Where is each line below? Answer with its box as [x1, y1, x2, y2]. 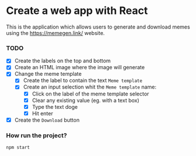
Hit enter [32, 109, 53, 117]
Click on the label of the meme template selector [32, 90, 149, 97]
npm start [6, 144, 30, 151]
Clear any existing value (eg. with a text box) [32, 97, 139, 104]
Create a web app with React [6, 4, 148, 17]
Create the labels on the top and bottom [14, 57, 111, 65]
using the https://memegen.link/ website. [6, 29, 105, 36]
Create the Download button [14, 116, 80, 123]
